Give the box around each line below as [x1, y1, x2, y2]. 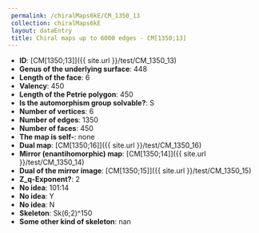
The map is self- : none [18, 132, 95, 142]
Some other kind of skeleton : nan [18, 217, 131, 227]
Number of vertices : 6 [18, 107, 94, 116]
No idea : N [18, 200, 55, 210]
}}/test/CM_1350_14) [18, 157, 85, 168]
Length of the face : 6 [18, 73, 90, 82]
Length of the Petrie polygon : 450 [18, 89, 133, 100]
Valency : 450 [18, 81, 65, 91]
